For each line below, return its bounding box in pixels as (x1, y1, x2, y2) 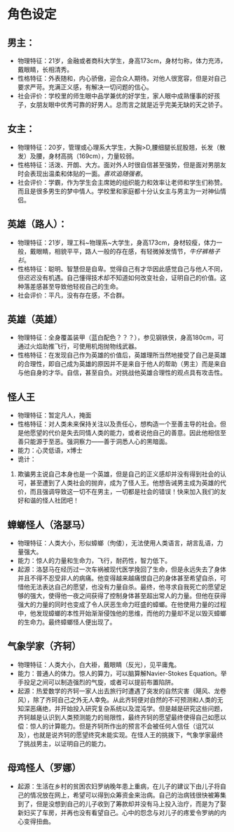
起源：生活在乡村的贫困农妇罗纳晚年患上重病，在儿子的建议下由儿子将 (17, 781, 221, 791)
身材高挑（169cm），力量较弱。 (48, 152, 139, 160)
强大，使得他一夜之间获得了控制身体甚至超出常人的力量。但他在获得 (29, 592, 226, 600)
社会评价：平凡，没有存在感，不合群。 (17, 291, 128, 299)
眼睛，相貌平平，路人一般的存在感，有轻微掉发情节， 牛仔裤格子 (36, 247, 221, 255)
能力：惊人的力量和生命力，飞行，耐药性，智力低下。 (17, 557, 172, 565)
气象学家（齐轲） (7, 640, 81, 652)
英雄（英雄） (7, 313, 63, 325)
